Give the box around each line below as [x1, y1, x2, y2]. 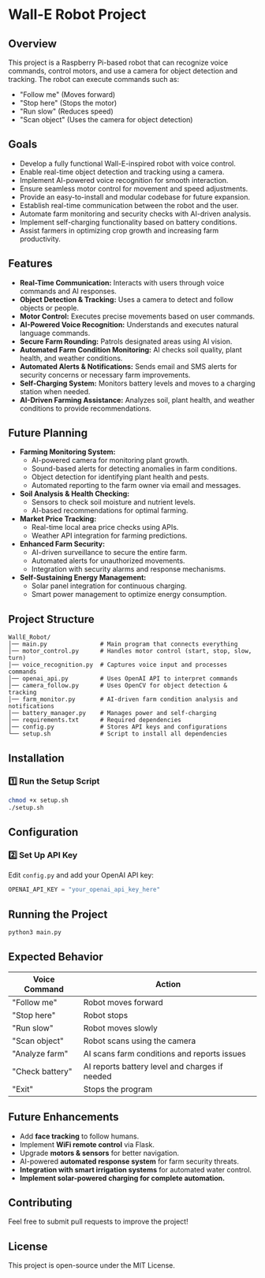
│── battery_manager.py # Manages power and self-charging [8, 710, 217, 717]
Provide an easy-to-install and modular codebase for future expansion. [19, 192, 251, 202]
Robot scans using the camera [83, 1035, 196, 1046]
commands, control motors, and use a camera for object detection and [8, 66, 238, 76]
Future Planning [8, 427, 88, 440]
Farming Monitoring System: [19, 447, 116, 456]
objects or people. [19, 303, 79, 312]
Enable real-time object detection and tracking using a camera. [19, 167, 225, 177]
